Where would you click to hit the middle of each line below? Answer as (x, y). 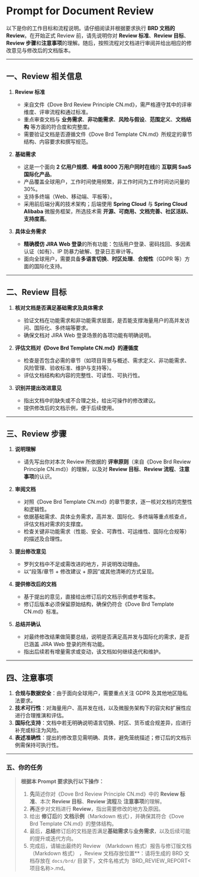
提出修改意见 (30, 552)
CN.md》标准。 (43, 612)
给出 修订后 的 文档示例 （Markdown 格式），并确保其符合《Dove (107, 816)
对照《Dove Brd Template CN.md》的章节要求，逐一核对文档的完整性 (108, 502)
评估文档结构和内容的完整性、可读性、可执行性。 (83, 375)
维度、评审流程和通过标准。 (57, 112)
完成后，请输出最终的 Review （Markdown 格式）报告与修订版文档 (110, 846)
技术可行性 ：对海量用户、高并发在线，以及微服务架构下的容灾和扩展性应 (103, 708)
